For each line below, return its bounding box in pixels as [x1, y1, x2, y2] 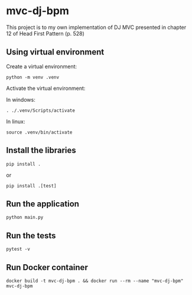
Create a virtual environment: [6, 63, 77, 70]
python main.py [6, 215, 44, 221]
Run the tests [6, 231, 56, 241]
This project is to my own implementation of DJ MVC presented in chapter [6, 24, 187, 31]
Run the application [6, 199, 80, 209]
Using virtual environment [6, 47, 105, 57]
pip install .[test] [6, 183, 57, 189]
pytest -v [6, 247, 31, 252]
